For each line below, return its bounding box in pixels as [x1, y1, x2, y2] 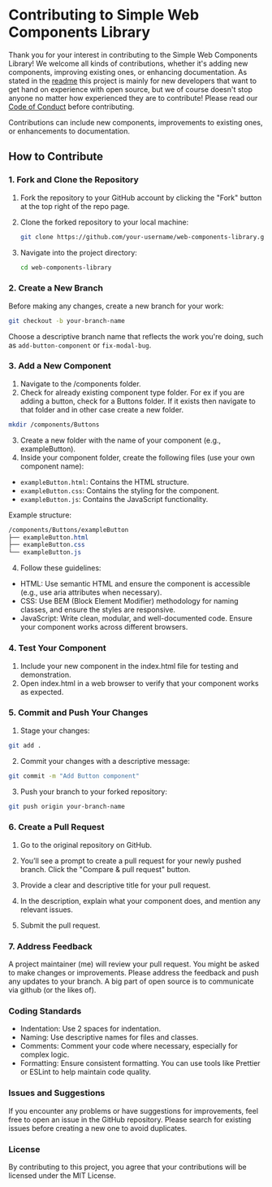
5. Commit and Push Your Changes [8, 707, 149, 718]
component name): [19, 461, 84, 471]
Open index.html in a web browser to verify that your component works [19, 678, 259, 688]
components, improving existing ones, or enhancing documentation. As [8, 67, 248, 76]
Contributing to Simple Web [8, 6, 200, 24]
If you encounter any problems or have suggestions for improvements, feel [8, 1106, 258, 1115]
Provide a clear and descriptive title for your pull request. [19, 880, 211, 890]
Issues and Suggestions [8, 1088, 106, 1099]
